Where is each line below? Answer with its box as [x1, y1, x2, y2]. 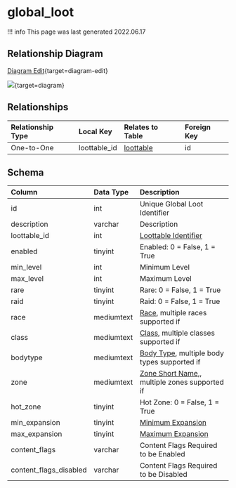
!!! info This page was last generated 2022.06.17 [7, 27, 146, 36]
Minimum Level [139, 263, 190, 272]
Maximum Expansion [139, 429, 209, 439]
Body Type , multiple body [139, 348, 225, 358]
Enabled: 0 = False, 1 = [139, 242, 216, 252]
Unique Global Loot [139, 199, 204, 209]
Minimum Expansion [139, 418, 207, 428]
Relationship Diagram [7, 48, 103, 60]
